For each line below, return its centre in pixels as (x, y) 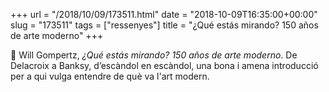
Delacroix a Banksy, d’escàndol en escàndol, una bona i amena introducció (164, 65)
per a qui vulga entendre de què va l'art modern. (110, 76)
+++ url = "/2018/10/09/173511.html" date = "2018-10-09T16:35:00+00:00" (164, 14)
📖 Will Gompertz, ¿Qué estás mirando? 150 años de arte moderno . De (154, 55)
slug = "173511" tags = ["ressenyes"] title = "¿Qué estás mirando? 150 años (164, 25)
